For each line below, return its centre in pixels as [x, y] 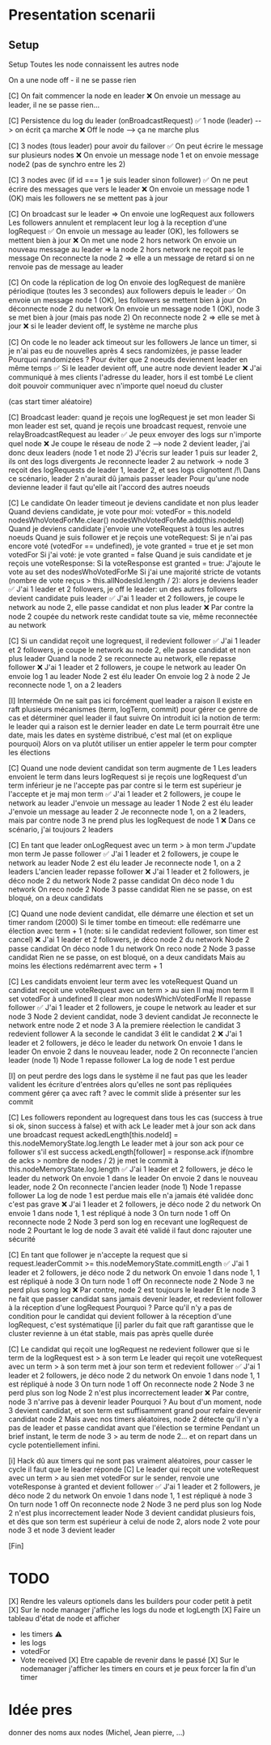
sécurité [22, 1239]
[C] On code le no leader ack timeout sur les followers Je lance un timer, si [133, 342]
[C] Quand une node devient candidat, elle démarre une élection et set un [131, 913]
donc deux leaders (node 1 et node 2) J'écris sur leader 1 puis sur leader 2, [133, 453]
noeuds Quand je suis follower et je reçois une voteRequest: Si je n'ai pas [131, 537]
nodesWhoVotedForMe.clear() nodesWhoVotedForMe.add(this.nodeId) [126, 520]
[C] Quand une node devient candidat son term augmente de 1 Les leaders [133, 768]
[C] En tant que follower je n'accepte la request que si [98, 1255]
